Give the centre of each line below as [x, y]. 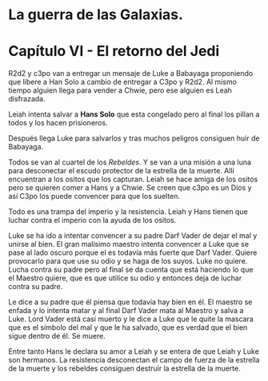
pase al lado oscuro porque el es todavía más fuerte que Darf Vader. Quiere [133, 252]
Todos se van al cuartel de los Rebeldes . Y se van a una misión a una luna [130, 162]
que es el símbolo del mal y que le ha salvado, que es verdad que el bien [128, 327]
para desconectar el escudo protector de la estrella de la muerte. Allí [121, 171]
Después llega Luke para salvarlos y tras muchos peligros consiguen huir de [134, 138]
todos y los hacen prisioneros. [58, 123]
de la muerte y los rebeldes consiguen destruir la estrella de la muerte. [125, 368]
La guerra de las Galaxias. [96, 15]
